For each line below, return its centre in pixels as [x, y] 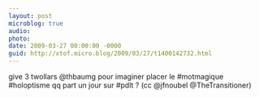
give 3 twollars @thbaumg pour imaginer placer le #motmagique [116, 77]
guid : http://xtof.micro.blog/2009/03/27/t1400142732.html [110, 53]
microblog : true [36, 23]
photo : [19, 38]
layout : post [30, 16]
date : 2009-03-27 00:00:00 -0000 [65, 46]
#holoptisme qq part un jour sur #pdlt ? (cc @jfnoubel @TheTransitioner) [130, 85]
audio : [19, 31]
